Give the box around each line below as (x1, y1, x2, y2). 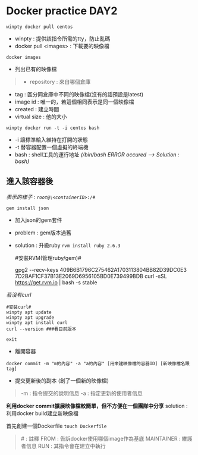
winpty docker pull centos (6, 24, 73, 30)
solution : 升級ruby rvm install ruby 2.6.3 (14, 241, 121, 249)
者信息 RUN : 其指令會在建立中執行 (20, 442, 106, 450)
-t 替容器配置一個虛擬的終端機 (14, 143, 89, 150)
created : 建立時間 (14, 105, 59, 112)
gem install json (6, 205, 49, 211)
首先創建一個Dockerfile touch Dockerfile (6, 422, 107, 429)
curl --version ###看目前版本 (6, 326, 77, 332)
